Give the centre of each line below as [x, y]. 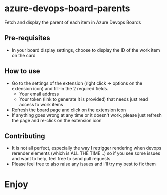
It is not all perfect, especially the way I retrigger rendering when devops [87, 148]
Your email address [39, 94]
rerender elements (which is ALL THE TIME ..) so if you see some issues [86, 153]
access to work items [41, 104]
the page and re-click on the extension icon [57, 120]
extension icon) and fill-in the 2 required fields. [60, 88]
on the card [24, 55]
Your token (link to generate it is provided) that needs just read [84, 99]
